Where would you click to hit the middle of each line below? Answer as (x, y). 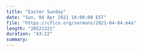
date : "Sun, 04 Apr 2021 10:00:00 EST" (56, 17)
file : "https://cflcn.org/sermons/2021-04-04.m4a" (71, 23)
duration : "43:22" (29, 34)
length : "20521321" (31, 28)
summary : (17, 39)
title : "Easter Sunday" (36, 12)
